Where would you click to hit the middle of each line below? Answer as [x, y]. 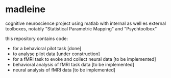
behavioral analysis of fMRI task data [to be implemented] [73, 64]
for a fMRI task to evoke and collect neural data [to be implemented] [84, 59]
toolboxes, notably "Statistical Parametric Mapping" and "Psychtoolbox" [81, 28]
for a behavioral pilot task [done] [47, 48]
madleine [26, 9]
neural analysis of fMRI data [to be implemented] [64, 70]
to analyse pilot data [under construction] [56, 54]
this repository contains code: [36, 38]
